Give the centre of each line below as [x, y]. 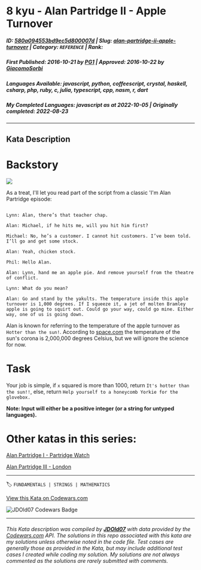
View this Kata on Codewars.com [47, 498]
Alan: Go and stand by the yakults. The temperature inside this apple [97, 299]
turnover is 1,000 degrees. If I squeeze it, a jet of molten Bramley [96, 304]
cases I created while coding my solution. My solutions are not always [93, 554]
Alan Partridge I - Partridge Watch [48, 455]
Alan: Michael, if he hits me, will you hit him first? [77, 225]
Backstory [32, 165]
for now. [16, 344]
